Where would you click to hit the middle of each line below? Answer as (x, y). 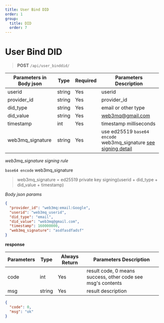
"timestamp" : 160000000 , (35, 226)
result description (107, 291)
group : (12, 19)
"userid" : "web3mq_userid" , (38, 212)
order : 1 (14, 14)
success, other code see (115, 277)
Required (86, 81)
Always (70, 257)
